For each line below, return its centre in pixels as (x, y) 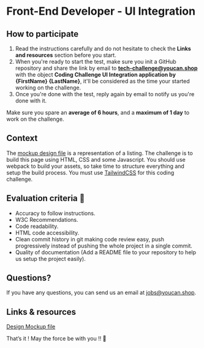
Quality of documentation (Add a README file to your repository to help (106, 252)
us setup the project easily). (50, 259)
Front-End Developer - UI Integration (101, 11)
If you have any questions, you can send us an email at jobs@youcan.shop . (101, 293)
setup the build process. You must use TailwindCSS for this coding (90, 172)
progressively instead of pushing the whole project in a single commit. (104, 246)
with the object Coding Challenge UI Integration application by (96, 74)
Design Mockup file (31, 327)
